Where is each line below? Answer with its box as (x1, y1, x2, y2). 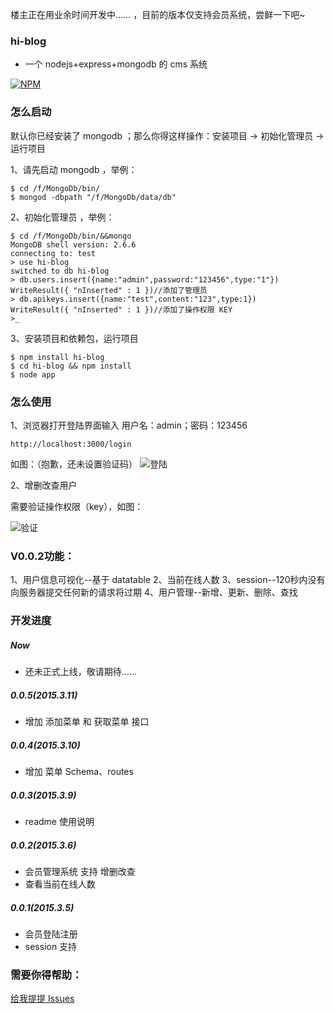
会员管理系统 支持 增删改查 (24, 865, 136, 877)
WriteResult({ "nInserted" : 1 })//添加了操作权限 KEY (10, 304, 233, 315)
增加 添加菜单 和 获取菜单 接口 (24, 716, 150, 728)
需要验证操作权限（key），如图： (10, 500, 144, 512)
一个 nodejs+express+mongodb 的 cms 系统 (24, 58, 208, 70)
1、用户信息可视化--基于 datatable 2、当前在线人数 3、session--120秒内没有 (10, 574, 326, 586)
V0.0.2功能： (10, 549, 75, 563)
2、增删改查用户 (10, 479, 78, 491)
